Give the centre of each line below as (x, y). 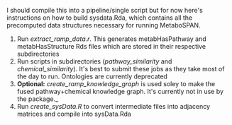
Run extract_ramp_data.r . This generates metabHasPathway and (111, 39)
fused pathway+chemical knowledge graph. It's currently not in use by (120, 91)
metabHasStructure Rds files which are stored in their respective (111, 46)
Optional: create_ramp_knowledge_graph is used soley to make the (116, 84)
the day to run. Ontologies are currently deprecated (92, 76)
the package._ (38, 99)
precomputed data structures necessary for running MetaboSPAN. (104, 25)
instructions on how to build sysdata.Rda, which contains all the (100, 18)
